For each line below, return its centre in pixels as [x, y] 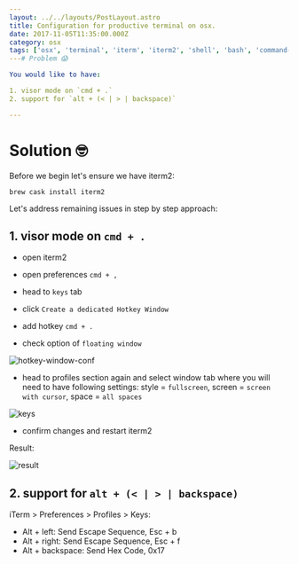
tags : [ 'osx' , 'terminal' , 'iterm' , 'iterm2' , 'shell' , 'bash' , [130, 51]
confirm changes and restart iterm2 [87, 431]
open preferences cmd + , [70, 275]
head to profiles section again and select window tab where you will [146, 378]
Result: [22, 448]
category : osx [35, 42]
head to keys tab [52, 292]
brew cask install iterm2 [57, 192]
